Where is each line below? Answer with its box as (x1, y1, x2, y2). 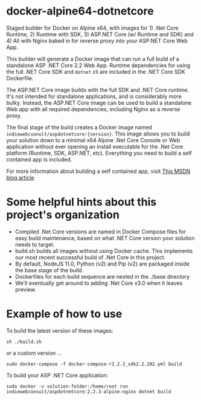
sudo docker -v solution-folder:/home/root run (6, 383, 129, 390)
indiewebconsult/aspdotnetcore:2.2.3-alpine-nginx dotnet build (6, 388, 171, 394)
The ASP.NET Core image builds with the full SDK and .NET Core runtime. (6, 86, 189, 93)
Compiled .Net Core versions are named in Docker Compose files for (14, 228, 186, 235)
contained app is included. (6, 155, 72, 163)
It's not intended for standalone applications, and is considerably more (6, 93, 182, 100)
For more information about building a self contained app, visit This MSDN (6, 168, 191, 175)
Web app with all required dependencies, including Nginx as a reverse (6, 105, 180, 112)
